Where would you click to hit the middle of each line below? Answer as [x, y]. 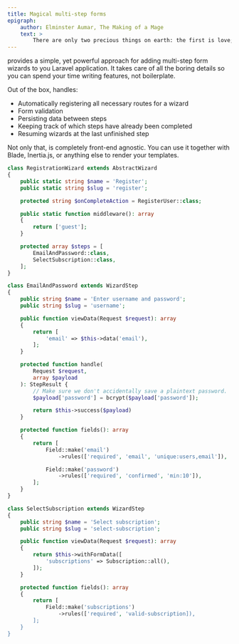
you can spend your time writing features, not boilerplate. [91, 76]
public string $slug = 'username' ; [73, 306]
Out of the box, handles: [43, 90]
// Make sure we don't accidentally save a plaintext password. [130, 391]
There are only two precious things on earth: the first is [124, 41]
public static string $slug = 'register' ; [84, 188]
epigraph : [22, 21]
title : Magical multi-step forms [57, 14]
